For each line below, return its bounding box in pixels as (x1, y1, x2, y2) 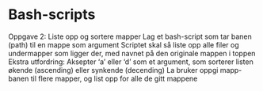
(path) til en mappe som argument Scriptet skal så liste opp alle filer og (8, 40, 239, 49)
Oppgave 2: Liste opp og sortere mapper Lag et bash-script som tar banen (8, 32, 252, 41)
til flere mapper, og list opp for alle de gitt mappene (30, 74, 198, 83)
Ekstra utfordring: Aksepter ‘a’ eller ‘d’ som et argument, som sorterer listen (8, 57, 253, 66)
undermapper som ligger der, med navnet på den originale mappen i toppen (8, 48, 256, 58)
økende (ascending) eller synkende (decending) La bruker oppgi (8, 65, 219, 74)
